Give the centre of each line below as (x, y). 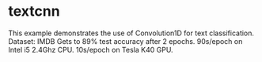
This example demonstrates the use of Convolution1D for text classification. (131, 33)
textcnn (34, 11)
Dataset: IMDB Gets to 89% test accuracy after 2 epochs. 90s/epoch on (125, 41)
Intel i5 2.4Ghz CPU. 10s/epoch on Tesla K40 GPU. (91, 49)
